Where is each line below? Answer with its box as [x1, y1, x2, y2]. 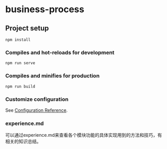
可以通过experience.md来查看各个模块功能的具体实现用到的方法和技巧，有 [5, 132, 162, 138]
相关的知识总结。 [5, 138, 41, 144]
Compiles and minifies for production [5, 72, 100, 79]
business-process [5, 4, 84, 15]
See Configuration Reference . [5, 107, 68, 113]
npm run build [5, 84, 36, 89]
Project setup [5, 24, 50, 33]
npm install [5, 37, 31, 42]
